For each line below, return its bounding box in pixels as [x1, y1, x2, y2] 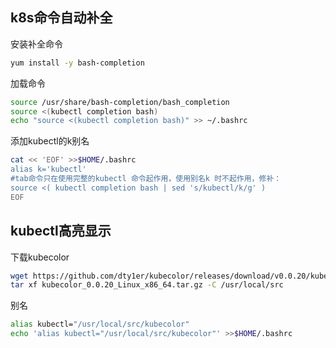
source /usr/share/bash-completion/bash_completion [10, 97, 230, 107]
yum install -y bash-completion [10, 58, 145, 68]
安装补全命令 [10, 38, 63, 50]
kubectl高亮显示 [10, 223, 112, 240]
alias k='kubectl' [10, 164, 87, 175]
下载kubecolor [10, 251, 70, 263]
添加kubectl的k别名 [10, 135, 90, 147]
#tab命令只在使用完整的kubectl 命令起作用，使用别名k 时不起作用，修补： [10, 174, 282, 184]
